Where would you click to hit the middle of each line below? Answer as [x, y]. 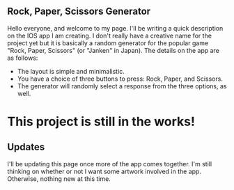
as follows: [23, 58]
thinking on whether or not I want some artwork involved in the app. [104, 171]
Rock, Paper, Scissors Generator [79, 11]
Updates [26, 147]
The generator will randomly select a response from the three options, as [122, 86]
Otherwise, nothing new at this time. [59, 179]
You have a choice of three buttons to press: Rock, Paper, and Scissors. [120, 79]
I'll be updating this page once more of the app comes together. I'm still [110, 164]
